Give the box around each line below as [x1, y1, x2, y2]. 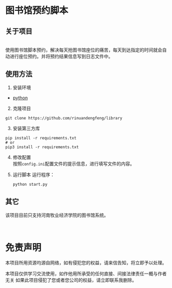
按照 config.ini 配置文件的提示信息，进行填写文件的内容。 [12, 160, 135, 167]
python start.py [12, 182, 48, 187]
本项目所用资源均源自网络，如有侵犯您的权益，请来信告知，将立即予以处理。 [5, 260, 167, 266]
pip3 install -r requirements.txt [5, 145, 79, 150]
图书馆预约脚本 [5, 5, 69, 16]
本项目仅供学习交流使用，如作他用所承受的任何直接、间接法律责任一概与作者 [5, 271, 167, 277]
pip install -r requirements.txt [5, 135, 77, 140]
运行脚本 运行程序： [12, 171, 55, 177]
